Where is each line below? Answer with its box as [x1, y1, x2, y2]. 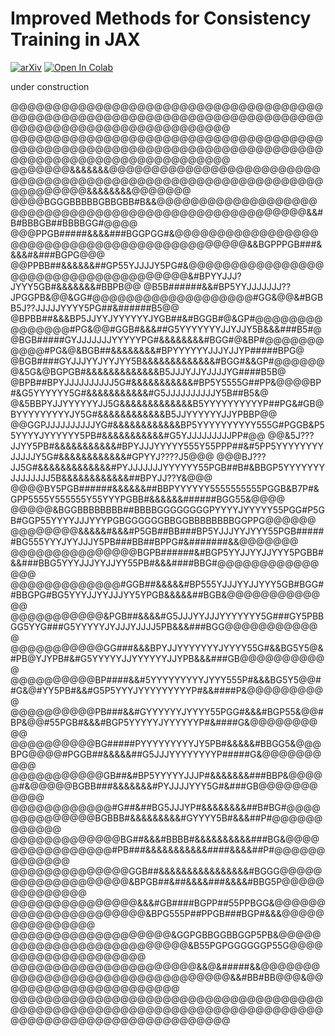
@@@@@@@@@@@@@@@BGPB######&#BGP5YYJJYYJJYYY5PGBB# [10, 546, 324, 558]
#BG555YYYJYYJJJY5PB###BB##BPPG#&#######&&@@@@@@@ [10, 535, 299, 547]
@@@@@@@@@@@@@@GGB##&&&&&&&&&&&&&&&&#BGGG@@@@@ [10, 865, 323, 877]
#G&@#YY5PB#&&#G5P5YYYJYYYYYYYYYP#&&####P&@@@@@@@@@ [10, 684, 323, 696]
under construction [10, 80, 90, 92]
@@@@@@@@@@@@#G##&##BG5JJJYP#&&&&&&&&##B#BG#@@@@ [10, 801, 321, 813]
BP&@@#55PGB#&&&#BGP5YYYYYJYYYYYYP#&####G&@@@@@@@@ [10, 716, 318, 728]
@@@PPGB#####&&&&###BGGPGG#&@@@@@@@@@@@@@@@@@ [10, 227, 319, 239]
